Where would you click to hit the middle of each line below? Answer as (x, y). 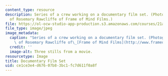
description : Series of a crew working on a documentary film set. (77, 14)
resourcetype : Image (27, 56)
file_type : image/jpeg (29, 28)
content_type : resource (30, 10)
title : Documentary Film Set (35, 61)
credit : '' (21, 47)
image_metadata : (22, 33)
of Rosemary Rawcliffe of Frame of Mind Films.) (61, 19)
